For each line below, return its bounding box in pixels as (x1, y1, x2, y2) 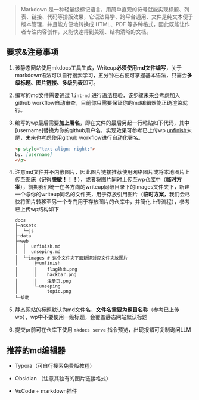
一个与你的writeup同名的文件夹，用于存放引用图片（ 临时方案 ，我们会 (14, 190, 185, 198)
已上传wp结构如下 (14, 205, 60, 213)
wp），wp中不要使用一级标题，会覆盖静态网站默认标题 (14, 314, 148, 321)
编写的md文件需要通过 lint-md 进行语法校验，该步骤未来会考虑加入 (14, 92, 181, 99)
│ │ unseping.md (14, 249, 61, 255)
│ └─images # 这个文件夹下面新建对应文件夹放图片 (14, 255, 128, 261)
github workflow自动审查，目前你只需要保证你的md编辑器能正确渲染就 (14, 99, 188, 106)
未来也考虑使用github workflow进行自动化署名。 (25, 134, 144, 141)
